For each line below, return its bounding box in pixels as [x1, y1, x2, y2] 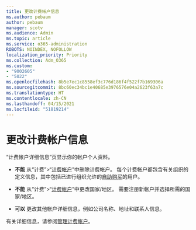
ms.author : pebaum [6, 14, 51, 20]
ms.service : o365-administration [6, 41, 88, 47]
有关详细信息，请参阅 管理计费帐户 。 [6, 218, 94, 225]
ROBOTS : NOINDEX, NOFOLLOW [6, 47, 72, 53]
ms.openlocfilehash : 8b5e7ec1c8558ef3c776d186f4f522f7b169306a [6, 79, 164, 85]
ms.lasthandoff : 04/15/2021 [6, 100, 75, 107]
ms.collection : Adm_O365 [6, 57, 67, 63]
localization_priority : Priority [6, 52, 88, 58]
